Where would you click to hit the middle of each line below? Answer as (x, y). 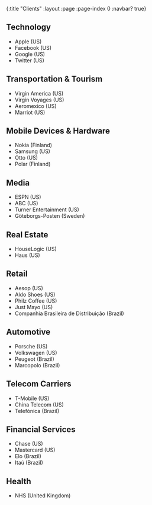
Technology (29, 27)
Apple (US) (28, 42)
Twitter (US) (29, 60)
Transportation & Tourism (54, 79)
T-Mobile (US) (32, 398)
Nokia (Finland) (33, 145)
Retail (17, 274)
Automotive (28, 332)
